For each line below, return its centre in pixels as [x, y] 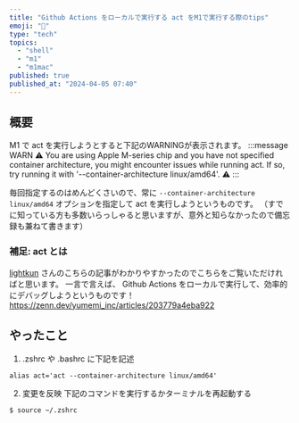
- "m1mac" [35, 68]
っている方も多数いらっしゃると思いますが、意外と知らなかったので [149, 215]
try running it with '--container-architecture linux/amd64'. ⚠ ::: [124, 174]
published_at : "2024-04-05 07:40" [74, 84]
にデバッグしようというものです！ [72, 294]
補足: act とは [38, 252]
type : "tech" [33, 34]
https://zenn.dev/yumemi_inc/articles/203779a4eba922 [112, 305]
